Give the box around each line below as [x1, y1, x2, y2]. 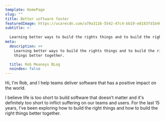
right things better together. [5, 110, 61, 116]
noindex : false [9, 66, 41, 71]
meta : [5, 39, 16, 44]
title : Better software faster [5, 16, 69, 21]
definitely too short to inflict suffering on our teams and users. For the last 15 [5, 100, 160, 106]
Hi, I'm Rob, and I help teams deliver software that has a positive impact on [5, 80, 157, 86]
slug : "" [5, 12, 23, 17]
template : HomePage [5, 7, 45, 12]
